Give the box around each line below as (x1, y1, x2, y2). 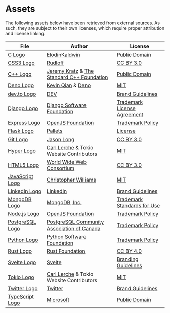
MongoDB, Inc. (46, 199, 82, 206)
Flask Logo (8, 127, 34, 135)
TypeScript (8, 293, 34, 300)
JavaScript (8, 173, 34, 180)
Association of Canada (46, 225, 101, 232)
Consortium (46, 165, 75, 172)
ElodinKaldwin (46, 51, 80, 58)
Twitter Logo (8, 285, 38, 292)
